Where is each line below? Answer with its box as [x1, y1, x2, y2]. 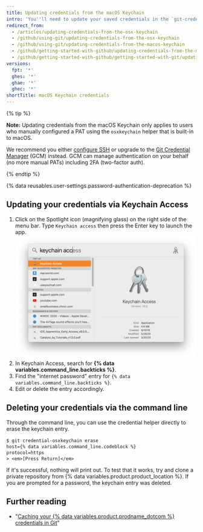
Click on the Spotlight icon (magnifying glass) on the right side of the [14, 215, 187, 223]
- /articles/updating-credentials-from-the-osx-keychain [11, 29, 158, 35]
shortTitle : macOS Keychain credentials [6, 92, 110, 99]
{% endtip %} [6, 171, 40, 177]
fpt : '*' [11, 67, 34, 73]
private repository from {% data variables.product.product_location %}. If [6, 472, 189, 480]
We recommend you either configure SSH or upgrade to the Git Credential [6, 146, 190, 153]
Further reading [6, 496, 66, 507]
